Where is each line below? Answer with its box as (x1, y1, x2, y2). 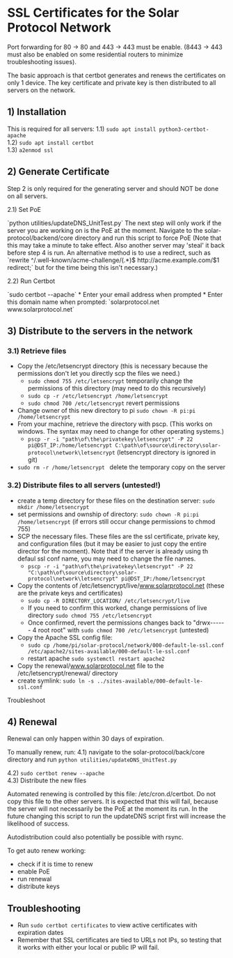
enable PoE (17, 867, 50, 876)
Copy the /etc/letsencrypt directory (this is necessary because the (17, 362, 209, 370)
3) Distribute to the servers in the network (7, 325, 193, 337)
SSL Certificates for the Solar (7, 5, 179, 21)
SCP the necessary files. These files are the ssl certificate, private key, (17, 532, 220, 540)
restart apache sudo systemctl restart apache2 (27, 654, 166, 662)
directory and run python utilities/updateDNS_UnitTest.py (7, 755, 177, 764)
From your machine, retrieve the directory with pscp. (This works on (17, 420, 213, 428)
